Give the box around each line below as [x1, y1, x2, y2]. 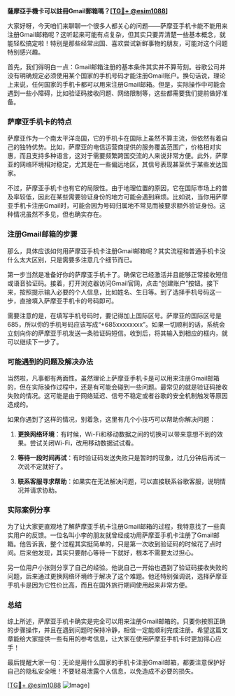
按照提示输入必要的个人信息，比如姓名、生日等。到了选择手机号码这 [19, 287, 215, 296]
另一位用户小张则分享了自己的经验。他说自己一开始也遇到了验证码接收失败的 [7, 563, 228, 572]
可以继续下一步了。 [7, 337, 63, 346]
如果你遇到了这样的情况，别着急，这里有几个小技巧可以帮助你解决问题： [7, 415, 215, 423]
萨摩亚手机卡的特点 [7, 117, 72, 127]
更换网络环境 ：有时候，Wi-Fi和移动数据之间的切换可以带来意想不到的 [17, 429, 218, 438]
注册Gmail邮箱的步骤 [7, 229, 78, 239]
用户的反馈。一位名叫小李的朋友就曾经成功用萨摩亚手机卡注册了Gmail [13, 531, 214, 539]
